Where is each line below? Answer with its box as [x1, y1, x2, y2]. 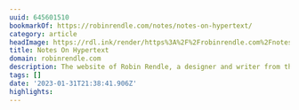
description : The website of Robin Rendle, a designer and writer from [9, 63, 280, 72]
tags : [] [9, 71, 42, 80]
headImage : [9, 37, 50, 47]
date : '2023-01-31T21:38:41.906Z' [9, 79, 138, 88]
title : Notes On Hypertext [9, 46, 109, 55]
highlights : [9, 87, 53, 96]
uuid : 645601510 [9, 12, 69, 22]
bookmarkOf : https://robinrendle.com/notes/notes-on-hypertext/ [9, 21, 253, 30]
